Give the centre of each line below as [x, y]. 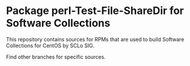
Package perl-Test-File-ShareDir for [95, 11]
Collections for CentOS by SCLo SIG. [50, 46]
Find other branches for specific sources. [56, 57]
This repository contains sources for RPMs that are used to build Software [95, 39]
